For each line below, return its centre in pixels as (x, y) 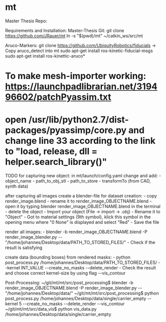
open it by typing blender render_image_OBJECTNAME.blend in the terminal (83, 206)
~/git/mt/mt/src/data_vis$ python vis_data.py (51, 309)
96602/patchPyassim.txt (58, 97)
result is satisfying (24, 248)
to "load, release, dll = (51, 152)
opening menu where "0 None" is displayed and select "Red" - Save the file (82, 222)
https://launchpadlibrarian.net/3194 (81, 87)
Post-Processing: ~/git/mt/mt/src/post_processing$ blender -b (69, 283)
